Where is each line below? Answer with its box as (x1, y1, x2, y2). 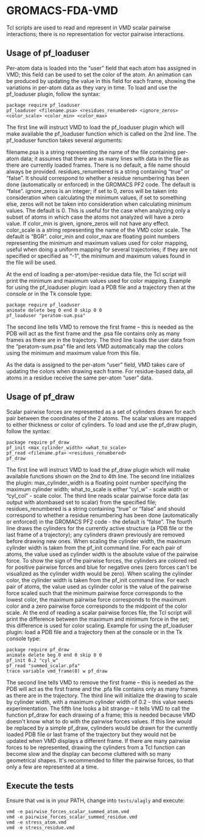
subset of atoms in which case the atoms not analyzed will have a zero (6, 213, 184, 221)
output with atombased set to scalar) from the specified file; (6, 499, 157, 506)
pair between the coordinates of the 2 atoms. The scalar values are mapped (6, 414, 197, 422)
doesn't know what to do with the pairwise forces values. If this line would (6, 717, 192, 725)
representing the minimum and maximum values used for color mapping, (6, 239, 189, 246)
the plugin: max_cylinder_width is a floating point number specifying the (6, 479, 187, 486)
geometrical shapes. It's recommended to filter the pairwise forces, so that (6, 756, 194, 764)
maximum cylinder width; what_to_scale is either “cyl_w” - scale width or (6, 485, 189, 492)
